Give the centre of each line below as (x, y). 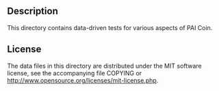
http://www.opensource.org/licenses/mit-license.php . (83, 80)
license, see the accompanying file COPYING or (75, 73)
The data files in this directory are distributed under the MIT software (104, 66)
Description (33, 11)
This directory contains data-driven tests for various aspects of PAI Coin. (110, 27)
